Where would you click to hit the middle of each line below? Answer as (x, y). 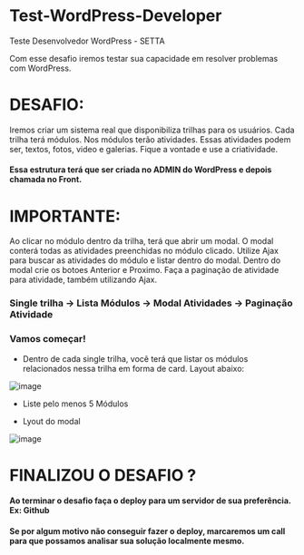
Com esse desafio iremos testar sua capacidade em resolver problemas (144, 58)
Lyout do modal (51, 421)
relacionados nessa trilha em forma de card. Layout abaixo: (133, 368)
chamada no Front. (46, 180)
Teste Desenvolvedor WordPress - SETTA (87, 41)
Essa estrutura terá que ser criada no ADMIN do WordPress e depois (141, 170)
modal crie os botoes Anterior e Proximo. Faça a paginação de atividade (144, 270)
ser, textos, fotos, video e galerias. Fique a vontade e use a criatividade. (144, 149)
